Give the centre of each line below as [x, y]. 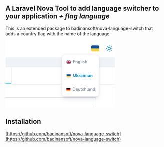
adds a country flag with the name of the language [57, 33]
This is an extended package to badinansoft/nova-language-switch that [79, 28]
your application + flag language [58, 16]
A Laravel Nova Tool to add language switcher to [82, 8]
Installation [23, 122]
